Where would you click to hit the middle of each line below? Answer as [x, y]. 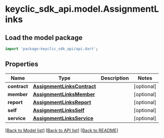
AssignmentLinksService [63, 118]
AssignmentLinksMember [64, 94]
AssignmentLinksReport [62, 102]
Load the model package [44, 38]
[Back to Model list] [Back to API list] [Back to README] [62, 130]
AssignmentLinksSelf [59, 110]
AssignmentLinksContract [64, 86]
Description [115, 78]
